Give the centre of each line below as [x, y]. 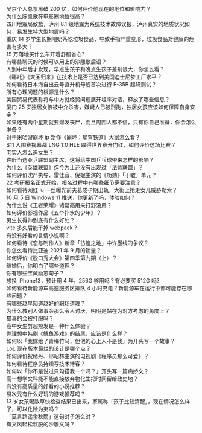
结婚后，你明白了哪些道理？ [41, 265]
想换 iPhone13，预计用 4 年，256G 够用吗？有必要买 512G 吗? [83, 281]
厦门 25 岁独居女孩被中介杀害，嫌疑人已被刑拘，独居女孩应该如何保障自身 [98, 107]
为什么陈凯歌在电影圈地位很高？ [46, 16]
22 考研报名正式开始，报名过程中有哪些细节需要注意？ [74, 182]
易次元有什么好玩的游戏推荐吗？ [46, 394]
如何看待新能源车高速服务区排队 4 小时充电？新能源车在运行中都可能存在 [96, 288]
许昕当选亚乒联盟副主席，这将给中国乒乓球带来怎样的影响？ [80, 160]
